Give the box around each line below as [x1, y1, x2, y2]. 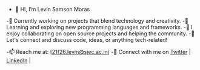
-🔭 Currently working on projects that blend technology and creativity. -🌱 [6, 17, 189, 24]
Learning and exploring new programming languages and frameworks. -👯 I [6, 24, 193, 31]
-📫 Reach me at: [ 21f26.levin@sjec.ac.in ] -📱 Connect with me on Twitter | [6, 48, 191, 55]
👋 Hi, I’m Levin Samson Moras [15, 6, 90, 13]
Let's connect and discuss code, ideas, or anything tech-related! [6, 36, 168, 43]
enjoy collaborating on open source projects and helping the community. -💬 [6, 30, 195, 37]
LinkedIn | [6, 57, 32, 64]
